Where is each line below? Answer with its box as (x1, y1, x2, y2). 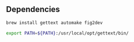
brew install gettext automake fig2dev (6, 20, 103, 25)
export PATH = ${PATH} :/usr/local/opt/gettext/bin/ (6, 30, 129, 36)
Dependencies (6, 5, 60, 14)
